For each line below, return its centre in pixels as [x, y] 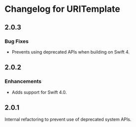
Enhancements [23, 81]
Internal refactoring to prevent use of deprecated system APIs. [68, 120]
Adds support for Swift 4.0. [39, 92]
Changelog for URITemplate [62, 9]
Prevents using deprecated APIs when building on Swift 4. [71, 52]
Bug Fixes [17, 41]
